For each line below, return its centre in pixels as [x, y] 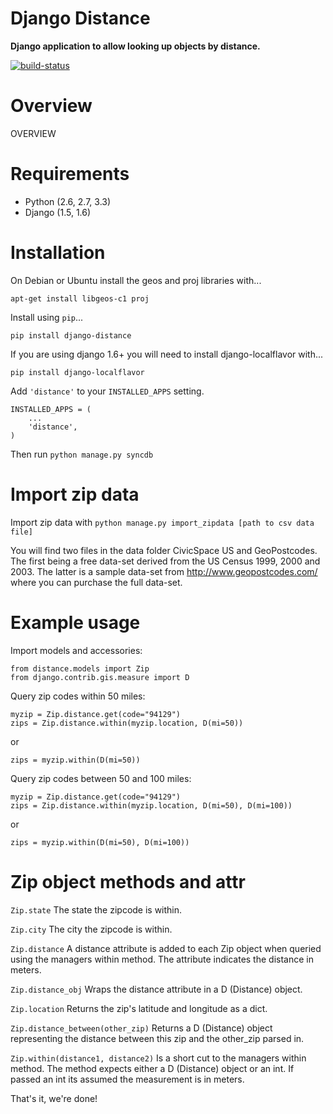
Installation [58, 253]
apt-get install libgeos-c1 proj [80, 298]
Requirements [70, 174]
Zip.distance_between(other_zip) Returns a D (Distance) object [141, 1028]
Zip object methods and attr [128, 881]
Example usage [75, 622]
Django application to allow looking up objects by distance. [135, 46]
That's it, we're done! [54, 1098]
